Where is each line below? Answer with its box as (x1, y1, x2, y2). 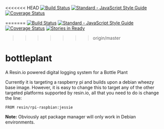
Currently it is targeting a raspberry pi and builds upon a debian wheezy (5, 79, 154, 85)
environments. (5, 119, 35, 125)
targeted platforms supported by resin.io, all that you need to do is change (5, 90, 159, 96)
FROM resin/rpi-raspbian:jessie (5, 105, 73, 110)
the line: (5, 95, 22, 101)
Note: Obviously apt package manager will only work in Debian (5, 113, 136, 119)
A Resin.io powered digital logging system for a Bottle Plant (5, 69, 128, 75)
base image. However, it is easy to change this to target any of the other (5, 84, 154, 90)
